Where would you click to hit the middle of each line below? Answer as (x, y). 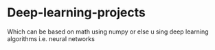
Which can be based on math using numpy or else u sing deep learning (108, 32)
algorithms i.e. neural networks (51, 38)
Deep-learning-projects (76, 13)
